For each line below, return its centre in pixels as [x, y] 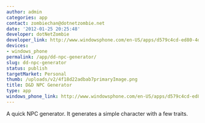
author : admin [24, 12]
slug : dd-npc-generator [37, 62]
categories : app [27, 18]
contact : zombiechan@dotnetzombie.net [56, 23]
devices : [17, 46]
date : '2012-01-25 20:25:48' [43, 29]
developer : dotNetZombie [38, 35]
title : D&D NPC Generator [39, 85]
